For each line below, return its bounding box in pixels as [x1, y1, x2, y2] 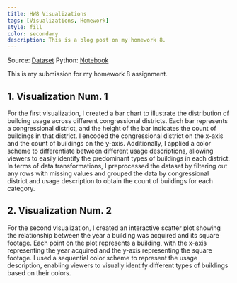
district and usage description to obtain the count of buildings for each [7, 176, 214, 185]
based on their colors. [7, 268, 71, 277]
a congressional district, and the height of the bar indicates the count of [7, 124, 217, 132]
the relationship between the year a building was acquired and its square [7, 231, 219, 239]
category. [7, 184, 35, 192]
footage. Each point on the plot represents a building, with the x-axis [7, 238, 207, 247]
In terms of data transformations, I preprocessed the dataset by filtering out [7, 161, 228, 170]
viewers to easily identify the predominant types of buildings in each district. [7, 154, 231, 163]
